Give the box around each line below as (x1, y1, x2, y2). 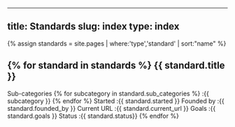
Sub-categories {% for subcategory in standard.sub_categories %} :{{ (7, 89, 210, 98)
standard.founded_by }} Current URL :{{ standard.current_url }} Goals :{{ (7, 104, 216, 112)
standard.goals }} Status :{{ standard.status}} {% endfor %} (7, 112, 180, 120)
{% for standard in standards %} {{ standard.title (7, 60, 225, 72)
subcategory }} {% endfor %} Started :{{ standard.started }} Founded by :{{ (7, 96, 225, 105)
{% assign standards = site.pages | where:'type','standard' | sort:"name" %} (7, 39, 227, 48)
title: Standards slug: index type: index (7, 20, 180, 32)
